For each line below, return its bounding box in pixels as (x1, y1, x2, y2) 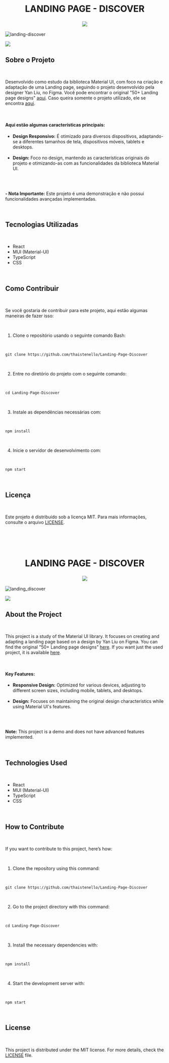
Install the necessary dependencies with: (12, 942, 98, 948)
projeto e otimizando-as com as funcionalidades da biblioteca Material (12, 160, 159, 166)
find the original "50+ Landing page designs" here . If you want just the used (5, 644, 163, 650)
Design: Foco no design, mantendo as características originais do (12, 155, 150, 161)
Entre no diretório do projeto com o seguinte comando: (12, 371, 127, 377)
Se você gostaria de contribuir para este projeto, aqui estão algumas (5, 308, 148, 314)
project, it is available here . (5, 650, 62, 656)
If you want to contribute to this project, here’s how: (5, 846, 112, 852)
